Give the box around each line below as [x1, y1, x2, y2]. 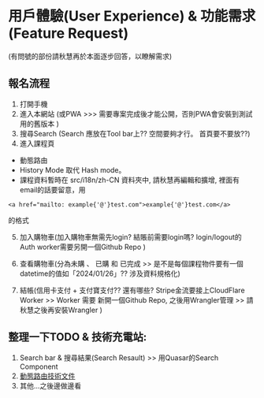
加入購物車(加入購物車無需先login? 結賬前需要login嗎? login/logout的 [19, 232, 242, 241]
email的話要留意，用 [19, 184, 86, 194]
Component [19, 362, 58, 371]
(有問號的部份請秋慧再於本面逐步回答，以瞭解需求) [8, 51, 173, 61]
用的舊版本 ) [19, 119, 59, 128]
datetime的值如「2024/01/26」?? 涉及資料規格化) [19, 269, 181, 278]
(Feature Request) [8, 24, 129, 43]
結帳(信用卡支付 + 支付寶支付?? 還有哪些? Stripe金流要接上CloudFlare [19, 285, 246, 295]
